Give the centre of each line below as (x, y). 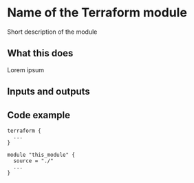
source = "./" (33, 161)
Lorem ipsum (26, 69)
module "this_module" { (41, 155)
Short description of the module (52, 32)
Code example (39, 115)
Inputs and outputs (49, 92)
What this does (40, 53)
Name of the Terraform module (97, 13)
